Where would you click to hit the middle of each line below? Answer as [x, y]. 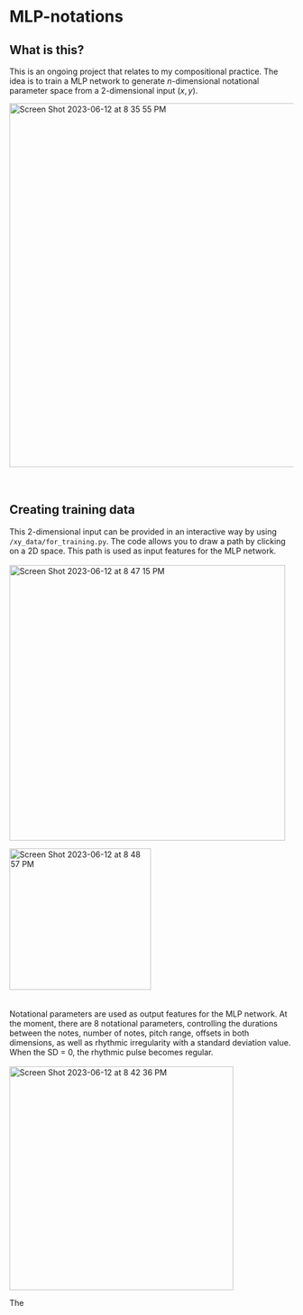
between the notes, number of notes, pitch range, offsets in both [129, 1033]
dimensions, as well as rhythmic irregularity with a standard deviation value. [150, 1042]
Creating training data [72, 510]
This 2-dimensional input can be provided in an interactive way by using [143, 531]
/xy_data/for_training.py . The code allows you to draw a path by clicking [147, 541]
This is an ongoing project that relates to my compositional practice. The [144, 71]
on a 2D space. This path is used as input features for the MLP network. [143, 551]
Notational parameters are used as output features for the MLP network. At [148, 1014]
